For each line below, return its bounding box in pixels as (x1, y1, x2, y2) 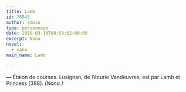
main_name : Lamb (6, 52, 46, 58)
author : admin (6, 19, 41, 25)
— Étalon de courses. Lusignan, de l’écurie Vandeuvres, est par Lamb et (6, 73, 181, 80)
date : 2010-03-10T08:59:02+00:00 (6, 30, 88, 36)
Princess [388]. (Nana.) (6, 80, 63, 87)
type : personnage (6, 25, 49, 31)
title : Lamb (6, 8, 35, 15)
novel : (6, 42, 22, 47)
